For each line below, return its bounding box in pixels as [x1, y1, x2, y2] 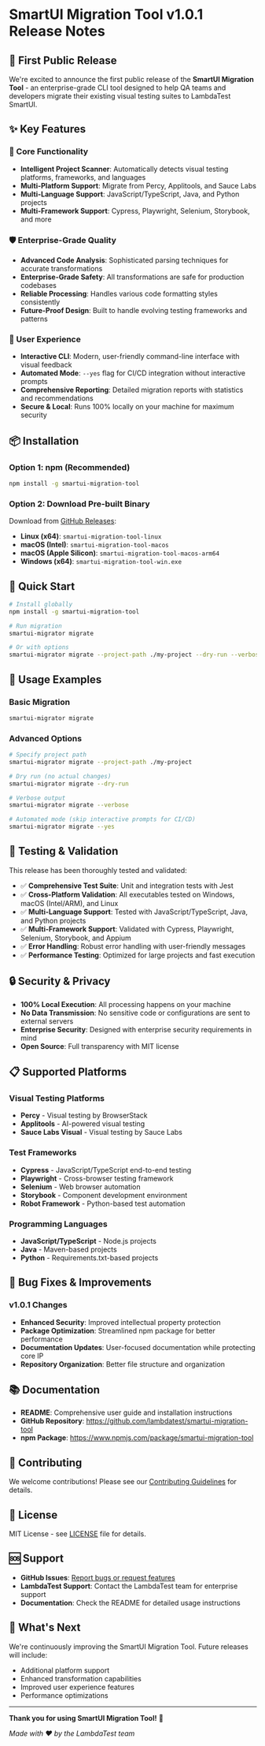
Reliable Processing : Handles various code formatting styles [20, 289, 219, 298]
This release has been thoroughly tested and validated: [9, 865, 187, 875]
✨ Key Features [9, 122, 86, 136]
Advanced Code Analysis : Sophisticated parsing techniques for [20, 255, 229, 265]
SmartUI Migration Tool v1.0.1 [9, 6, 204, 24]
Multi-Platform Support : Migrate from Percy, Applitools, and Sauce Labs [20, 181, 256, 190]
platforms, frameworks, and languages [20, 172, 146, 182]
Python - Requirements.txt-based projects [20, 1252, 159, 1263]
